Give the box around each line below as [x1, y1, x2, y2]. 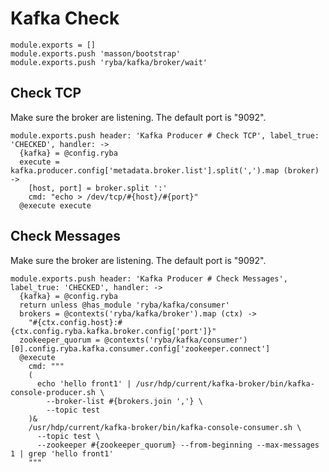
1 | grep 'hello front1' [10, 448, 114, 459]
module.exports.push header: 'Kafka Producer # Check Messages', [10, 273, 288, 284]
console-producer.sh [10, 387, 97, 397]
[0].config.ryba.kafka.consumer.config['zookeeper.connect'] [10, 343, 271, 354]
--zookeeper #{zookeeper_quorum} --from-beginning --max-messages [36, 440, 320, 450]
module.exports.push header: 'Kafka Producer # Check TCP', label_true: [10, 130, 320, 141]
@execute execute [19, 200, 92, 211]
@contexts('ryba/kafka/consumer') [104, 335, 248, 345]
